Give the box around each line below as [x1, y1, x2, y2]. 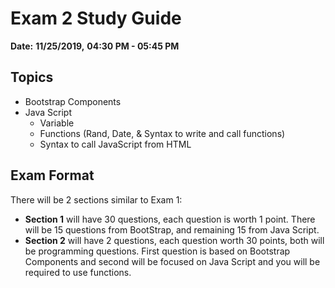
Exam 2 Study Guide [10, 7, 182, 30]
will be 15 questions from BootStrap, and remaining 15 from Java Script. [24, 223, 320, 236]
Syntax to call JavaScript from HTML [39, 138, 192, 150]
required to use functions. [24, 266, 132, 278]
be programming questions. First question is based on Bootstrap [24, 245, 291, 257]
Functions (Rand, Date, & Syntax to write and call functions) [39, 127, 286, 139]
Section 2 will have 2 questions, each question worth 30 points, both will [24, 234, 325, 246]
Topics [10, 69, 54, 86]
